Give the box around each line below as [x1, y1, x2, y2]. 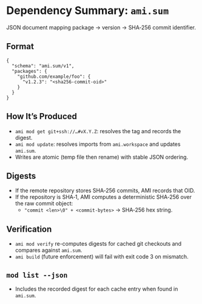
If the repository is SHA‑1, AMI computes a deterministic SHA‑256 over [15, 193, 192, 201]
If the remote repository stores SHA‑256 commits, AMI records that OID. [15, 187, 195, 195]
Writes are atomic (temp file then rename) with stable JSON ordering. [15, 153, 189, 161]
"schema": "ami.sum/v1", [12, 63, 75, 69]
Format [6, 41, 35, 52]
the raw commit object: [15, 200, 73, 207]
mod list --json [6, 271, 68, 280]
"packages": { [12, 68, 47, 74]
